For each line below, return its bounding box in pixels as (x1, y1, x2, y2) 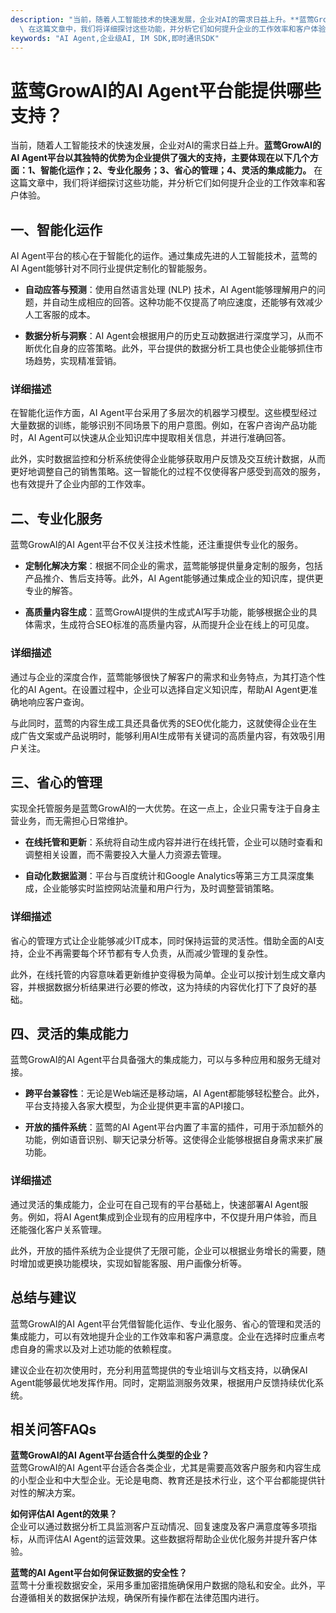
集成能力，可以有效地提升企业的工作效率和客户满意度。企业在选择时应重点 (10, 1330, 317, 1342)
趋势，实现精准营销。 (33, 355, 122, 367)
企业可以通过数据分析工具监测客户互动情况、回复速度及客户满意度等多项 (10, 1521, 308, 1533)
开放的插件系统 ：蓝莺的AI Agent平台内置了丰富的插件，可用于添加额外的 (24, 1121, 324, 1133)
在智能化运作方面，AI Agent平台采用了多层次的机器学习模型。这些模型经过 (10, 407, 318, 419)
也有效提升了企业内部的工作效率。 (10, 478, 151, 490)
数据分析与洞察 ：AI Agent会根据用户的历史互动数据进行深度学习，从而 (24, 330, 315, 342)
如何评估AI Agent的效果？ (10, 1508, 118, 1520)
